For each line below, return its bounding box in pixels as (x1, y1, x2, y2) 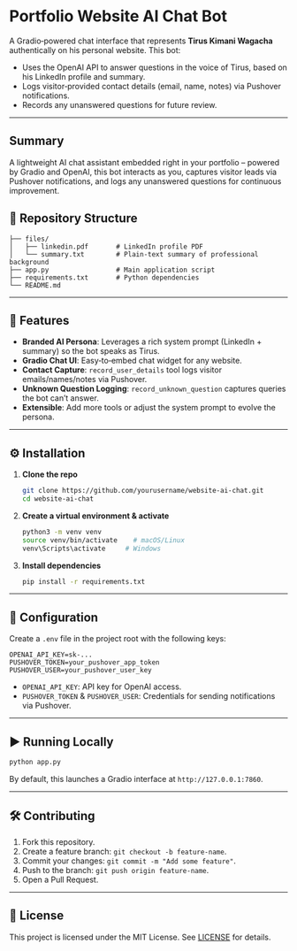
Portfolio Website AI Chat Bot (9, 6, 228, 27)
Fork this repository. (21, 836, 95, 847)
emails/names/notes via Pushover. (21, 374, 148, 385)
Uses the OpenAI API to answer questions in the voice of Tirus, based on (21, 62, 287, 73)
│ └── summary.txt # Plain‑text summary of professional (9, 249, 259, 258)
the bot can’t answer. (21, 393, 99, 403)
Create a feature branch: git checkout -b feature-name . (21, 846, 227, 856)
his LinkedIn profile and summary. (21, 71, 146, 81)
